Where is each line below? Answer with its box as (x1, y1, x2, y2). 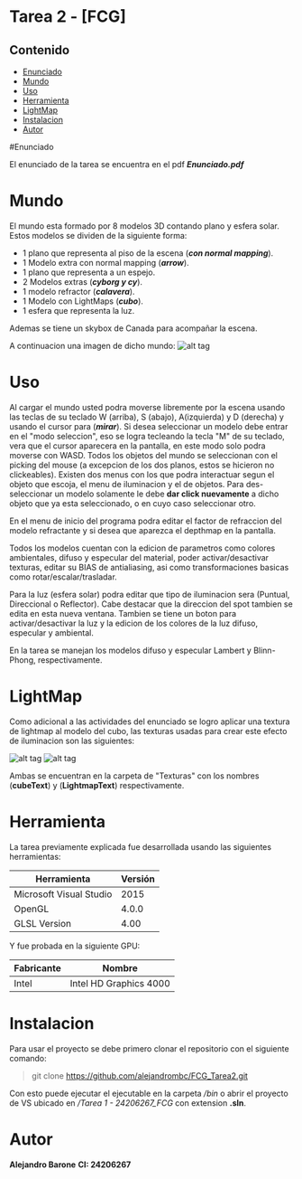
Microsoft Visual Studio (14, 888, 113, 901)
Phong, (9, 654, 36, 665)
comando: (9, 1052, 47, 1063)
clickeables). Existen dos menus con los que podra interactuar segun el (9, 468, 275, 480)
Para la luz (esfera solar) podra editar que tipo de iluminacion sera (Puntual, (9, 589, 290, 599)
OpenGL (14, 902, 50, 915)
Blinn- (253, 645, 277, 656)
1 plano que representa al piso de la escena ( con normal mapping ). (22, 247, 274, 259)
